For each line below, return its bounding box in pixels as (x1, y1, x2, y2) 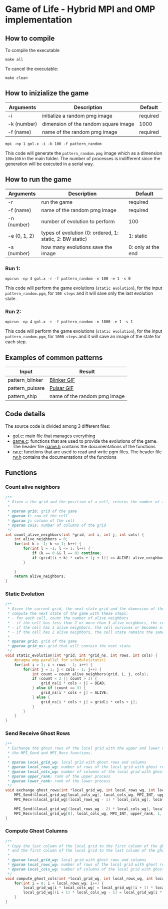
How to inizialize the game (5, 89, 89, 98)
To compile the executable (5, 48, 60, 53)
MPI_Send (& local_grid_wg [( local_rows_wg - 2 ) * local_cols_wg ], (14, 806, 151, 811)
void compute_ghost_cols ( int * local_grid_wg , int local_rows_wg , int (5, 876, 153, 881)
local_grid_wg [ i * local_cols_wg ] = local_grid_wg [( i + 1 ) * (23, 885, 153, 890)
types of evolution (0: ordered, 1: (41, 229, 119, 236)
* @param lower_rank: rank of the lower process (7, 778, 111, 783)
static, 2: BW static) (41, 235, 87, 242)
